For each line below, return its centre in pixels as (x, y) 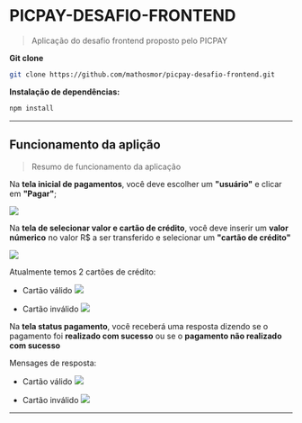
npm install (31, 108)
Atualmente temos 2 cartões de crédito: (83, 272)
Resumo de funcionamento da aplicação (106, 166)
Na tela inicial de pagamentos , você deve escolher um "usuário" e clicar (146, 184)
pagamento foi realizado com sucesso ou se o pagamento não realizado (146, 336)
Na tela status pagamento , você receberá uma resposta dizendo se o (139, 326)
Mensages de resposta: (53, 363)
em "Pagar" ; (33, 193)
